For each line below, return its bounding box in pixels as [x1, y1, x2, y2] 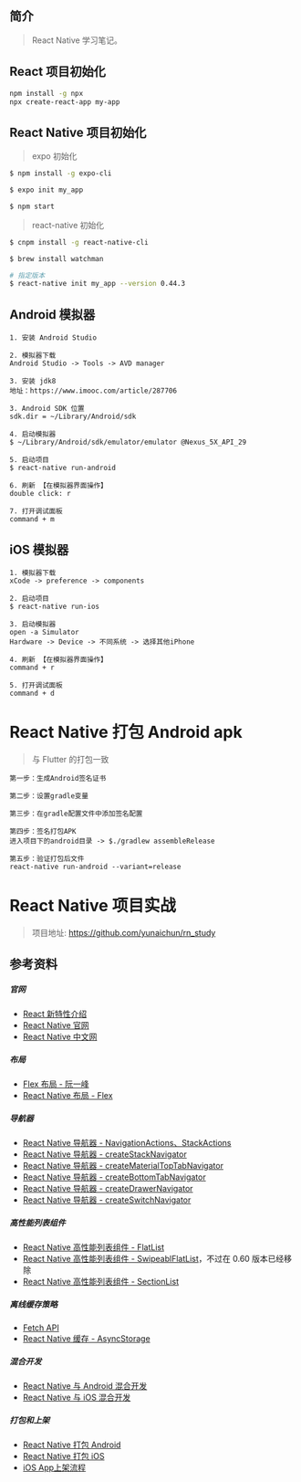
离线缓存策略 [9, 1298, 57, 1309]
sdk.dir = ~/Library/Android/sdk [9, 412, 137, 422]
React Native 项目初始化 [9, 124, 147, 140]
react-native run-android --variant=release [9, 862, 182, 871]
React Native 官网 [22, 1020, 89, 1031]
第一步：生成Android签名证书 [9, 773, 107, 783]
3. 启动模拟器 [9, 619, 57, 628]
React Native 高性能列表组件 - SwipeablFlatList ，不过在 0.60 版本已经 [22, 1254, 285, 1265]
